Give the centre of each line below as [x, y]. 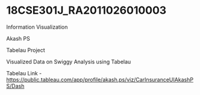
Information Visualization [37, 27]
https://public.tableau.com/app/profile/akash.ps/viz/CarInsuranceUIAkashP [100, 79]
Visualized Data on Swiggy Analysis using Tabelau [69, 62]
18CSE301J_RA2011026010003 [86, 10]
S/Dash [15, 86]
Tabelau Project [26, 50]
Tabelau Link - [24, 73]
